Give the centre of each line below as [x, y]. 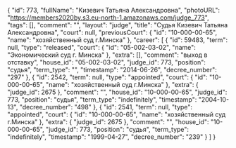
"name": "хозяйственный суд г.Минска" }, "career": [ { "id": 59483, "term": [117, 40]
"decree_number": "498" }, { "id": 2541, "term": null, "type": [106, 107]
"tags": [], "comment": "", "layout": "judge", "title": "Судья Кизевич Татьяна [118, 25]
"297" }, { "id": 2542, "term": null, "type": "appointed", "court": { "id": [107, 77]
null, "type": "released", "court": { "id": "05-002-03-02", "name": [101, 47]
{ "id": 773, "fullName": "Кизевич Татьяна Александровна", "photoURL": [114, 10]
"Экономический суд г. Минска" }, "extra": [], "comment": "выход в [107, 55]
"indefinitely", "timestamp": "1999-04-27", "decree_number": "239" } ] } [112, 137]
